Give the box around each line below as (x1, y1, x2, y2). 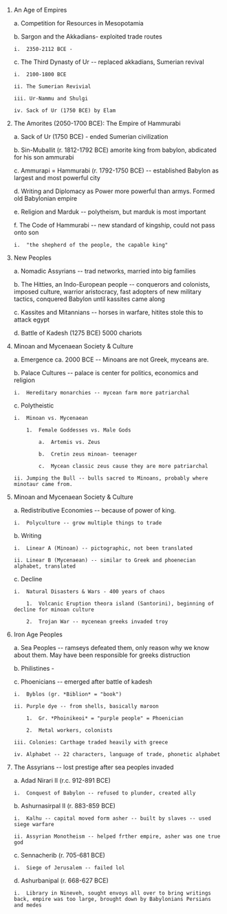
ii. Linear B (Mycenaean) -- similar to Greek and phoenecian (13, 557, 196, 564)
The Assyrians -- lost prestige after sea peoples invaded (13, 763, 174, 771)
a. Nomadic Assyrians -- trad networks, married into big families (13, 267, 196, 275)
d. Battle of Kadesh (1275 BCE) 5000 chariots (13, 329, 142, 337)
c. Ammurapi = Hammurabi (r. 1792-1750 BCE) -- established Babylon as (13, 166, 219, 175)
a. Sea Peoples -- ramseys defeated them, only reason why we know (13, 644, 210, 651)
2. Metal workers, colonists (26, 727, 113, 734)
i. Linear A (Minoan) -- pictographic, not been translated (13, 545, 193, 552)
